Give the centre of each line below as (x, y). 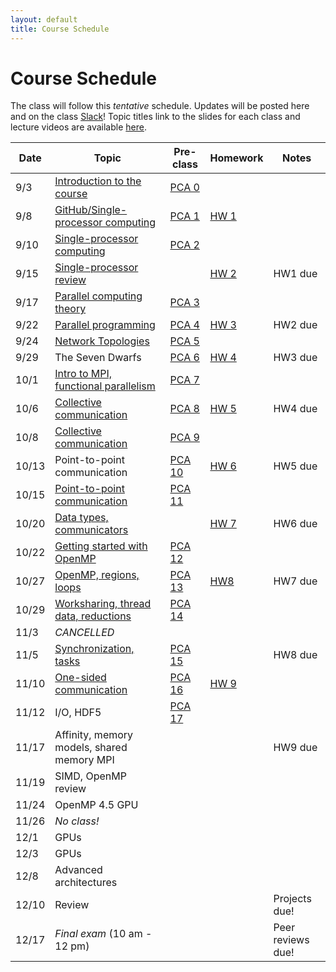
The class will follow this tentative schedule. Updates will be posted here (160, 106)
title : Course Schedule (60, 29)
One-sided (80, 678)
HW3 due (295, 358)
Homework (236, 158)
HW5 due (295, 466)
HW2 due (295, 325)
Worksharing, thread (103, 604)
